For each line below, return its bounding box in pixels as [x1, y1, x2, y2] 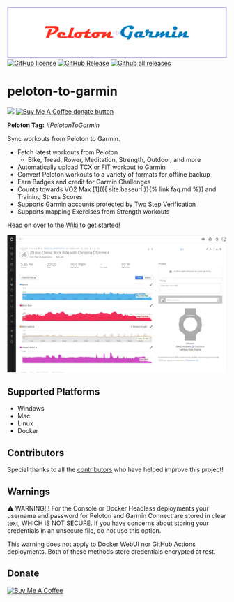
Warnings [7, 485, 51, 497]
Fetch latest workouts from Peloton [17, 148, 118, 156]
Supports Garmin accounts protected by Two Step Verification [17, 200, 196, 209]
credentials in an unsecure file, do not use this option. [7, 527, 162, 535]
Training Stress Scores [17, 193, 83, 201]
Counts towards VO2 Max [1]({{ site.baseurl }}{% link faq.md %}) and [17, 185, 217, 193]
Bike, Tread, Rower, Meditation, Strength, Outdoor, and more [27, 156, 201, 164]
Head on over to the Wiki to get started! [7, 221, 120, 230]
